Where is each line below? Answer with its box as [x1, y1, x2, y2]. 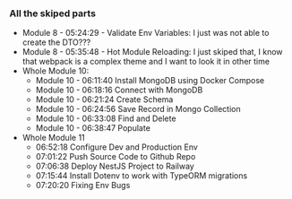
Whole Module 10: [21, 65, 90, 76]
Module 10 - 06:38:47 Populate [35, 123, 150, 134]
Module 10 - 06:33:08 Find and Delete [35, 113, 176, 124]
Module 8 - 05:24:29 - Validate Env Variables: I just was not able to [21, 28, 270, 39]
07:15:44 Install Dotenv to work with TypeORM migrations [35, 170, 248, 181]
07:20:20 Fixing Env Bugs [35, 180, 131, 191]
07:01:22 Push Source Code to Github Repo [35, 151, 196, 162]
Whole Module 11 [21, 133, 85, 143]
